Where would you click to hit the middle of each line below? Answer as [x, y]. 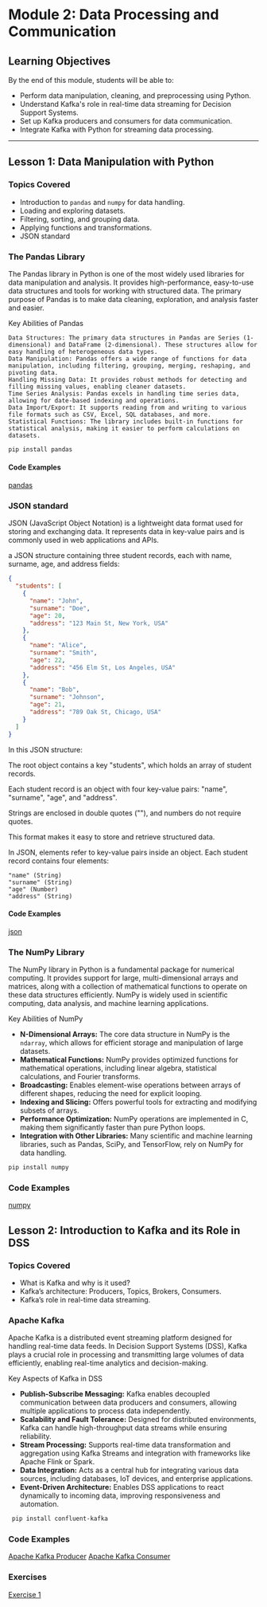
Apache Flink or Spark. [57, 1462]
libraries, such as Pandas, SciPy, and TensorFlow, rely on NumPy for [132, 1145]
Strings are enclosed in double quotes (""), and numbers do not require [125, 813]
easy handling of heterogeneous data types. [83, 352]
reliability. [35, 1436]
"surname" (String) [41, 882]
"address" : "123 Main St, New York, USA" [99, 623]
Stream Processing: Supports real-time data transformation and [125, 1445]
